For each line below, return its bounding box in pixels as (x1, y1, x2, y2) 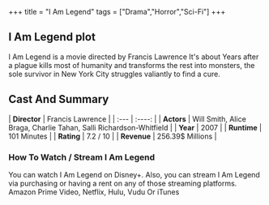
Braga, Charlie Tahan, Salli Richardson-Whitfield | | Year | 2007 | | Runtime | (8, 122, 262, 132)
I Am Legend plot (8, 30, 96, 44)
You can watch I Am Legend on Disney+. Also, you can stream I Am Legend (8, 169, 261, 179)
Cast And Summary (8, 92, 109, 106)
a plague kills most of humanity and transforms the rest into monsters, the (8, 60, 255, 70)
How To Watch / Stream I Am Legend (8, 152, 156, 163)
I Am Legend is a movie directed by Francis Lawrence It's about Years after (8, 52, 259, 62)
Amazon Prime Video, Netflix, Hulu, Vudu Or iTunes (8, 186, 180, 197)
